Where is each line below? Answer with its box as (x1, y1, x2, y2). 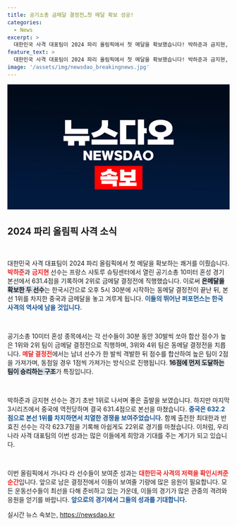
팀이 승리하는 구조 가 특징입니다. (7, 368, 94, 376)
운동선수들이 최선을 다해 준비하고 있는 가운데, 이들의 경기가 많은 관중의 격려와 (14, 486, 228, 495)
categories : (7, 18, 42, 26)
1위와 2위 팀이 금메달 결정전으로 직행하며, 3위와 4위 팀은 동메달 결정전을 (14, 341, 213, 349)
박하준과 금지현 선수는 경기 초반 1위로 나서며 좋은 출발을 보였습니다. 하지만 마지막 (7, 396, 230, 404)
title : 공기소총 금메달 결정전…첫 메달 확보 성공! (7, 11, 134, 18)
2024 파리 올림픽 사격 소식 (7, 225, 118, 237)
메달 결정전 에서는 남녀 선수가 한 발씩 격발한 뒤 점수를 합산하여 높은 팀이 (22, 350, 217, 358)
